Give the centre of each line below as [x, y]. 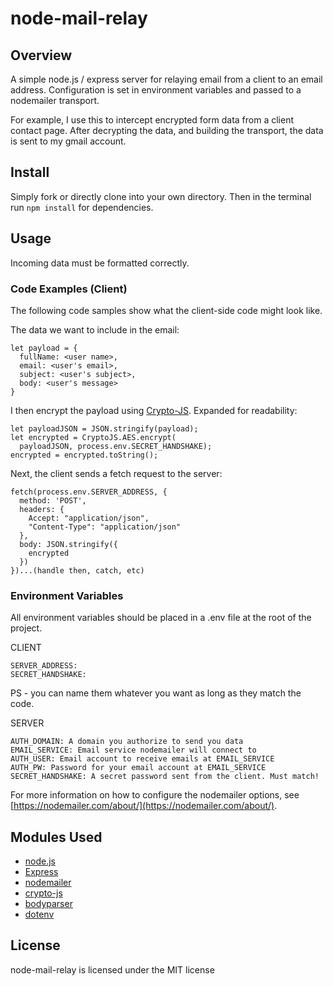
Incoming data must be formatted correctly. [100, 263]
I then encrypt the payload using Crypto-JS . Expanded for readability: [154, 410]
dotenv [39, 914]
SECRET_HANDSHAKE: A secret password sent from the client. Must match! [165, 777]
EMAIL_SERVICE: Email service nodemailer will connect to [133, 750]
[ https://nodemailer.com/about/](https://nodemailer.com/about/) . [144, 806]
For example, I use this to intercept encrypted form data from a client [152, 120]
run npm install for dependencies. [82, 207]
